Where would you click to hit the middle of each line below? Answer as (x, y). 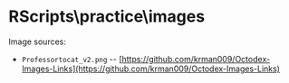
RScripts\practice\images (107, 17)
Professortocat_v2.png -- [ (72, 59)
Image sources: (38, 41)
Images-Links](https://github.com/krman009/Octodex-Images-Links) (150, 69)
